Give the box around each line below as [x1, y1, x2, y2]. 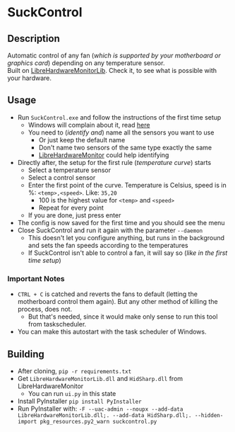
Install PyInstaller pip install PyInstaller [17, 397, 143, 405]
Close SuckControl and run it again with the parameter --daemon [17, 226, 203, 234]
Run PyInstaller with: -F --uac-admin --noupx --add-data [17, 404, 183, 413]
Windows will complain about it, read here [28, 120, 150, 129]
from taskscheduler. [28, 320, 87, 329]
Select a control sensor [28, 173, 96, 181]
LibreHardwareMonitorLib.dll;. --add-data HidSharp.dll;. [17, 411, 192, 419]
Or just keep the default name [38, 135, 126, 144]
